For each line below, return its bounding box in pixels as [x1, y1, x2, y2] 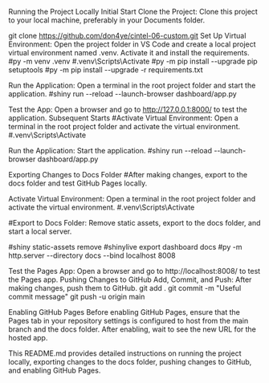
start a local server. [8, 226, 72, 236]
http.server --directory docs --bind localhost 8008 [8, 251, 176, 260]
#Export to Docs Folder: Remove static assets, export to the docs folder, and [8, 218, 261, 227]
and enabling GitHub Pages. [8, 365, 101, 375]
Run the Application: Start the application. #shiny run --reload [8, 146, 213, 155]
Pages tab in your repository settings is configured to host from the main [8, 316, 249, 325]
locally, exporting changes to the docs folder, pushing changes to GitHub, [8, 357, 252, 366]
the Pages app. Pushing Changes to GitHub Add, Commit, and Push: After [8, 275, 252, 284]
